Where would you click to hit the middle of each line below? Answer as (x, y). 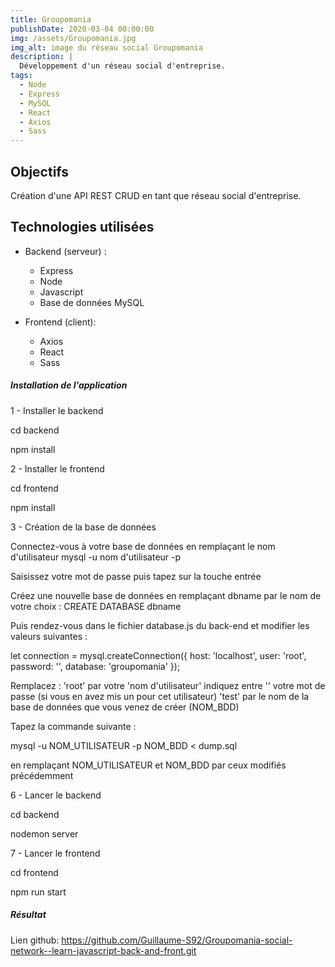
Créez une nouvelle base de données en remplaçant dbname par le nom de (166, 595)
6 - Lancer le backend (56, 795)
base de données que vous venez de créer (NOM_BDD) (125, 707)
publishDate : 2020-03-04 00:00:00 (82, 29)
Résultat (28, 915)
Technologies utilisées (82, 227)
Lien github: (35, 940)
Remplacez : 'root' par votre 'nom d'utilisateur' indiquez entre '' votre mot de (168, 685)
